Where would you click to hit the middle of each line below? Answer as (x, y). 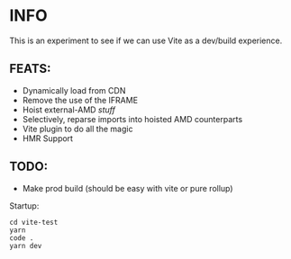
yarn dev (26, 246)
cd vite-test (34, 222)
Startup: (24, 205)
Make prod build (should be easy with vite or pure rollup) (127, 188)
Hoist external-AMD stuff (68, 110)
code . (22, 238)
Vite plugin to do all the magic (77, 129)
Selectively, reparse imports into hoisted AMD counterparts (132, 119)
